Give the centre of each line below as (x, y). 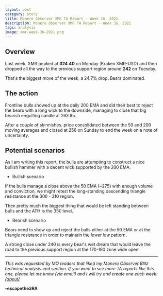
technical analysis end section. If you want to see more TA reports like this (80, 269)
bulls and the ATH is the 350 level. (39, 211)
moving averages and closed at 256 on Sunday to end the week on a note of (81, 130)
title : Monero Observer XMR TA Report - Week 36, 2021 (62, 18)
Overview (20, 52)
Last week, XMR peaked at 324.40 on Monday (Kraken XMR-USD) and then (81, 63)
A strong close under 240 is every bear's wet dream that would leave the (78, 244)
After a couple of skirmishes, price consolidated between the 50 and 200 (78, 125)
